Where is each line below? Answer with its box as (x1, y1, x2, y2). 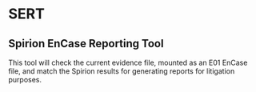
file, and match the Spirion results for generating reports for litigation (8, 66, 235, 76)
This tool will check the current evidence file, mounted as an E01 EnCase (8, 58, 248, 67)
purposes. (8, 75, 42, 84)
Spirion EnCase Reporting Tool (8, 37, 164, 50)
